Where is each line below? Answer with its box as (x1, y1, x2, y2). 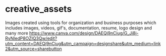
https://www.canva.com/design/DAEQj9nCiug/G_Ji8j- (29, 30, 139, 36)
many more (5, 30, 28, 36)
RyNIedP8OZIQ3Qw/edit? (5, 35, 57, 41)
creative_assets (5, 3, 72, 15)
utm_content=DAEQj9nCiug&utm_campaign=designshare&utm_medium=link (5, 40, 161, 46)
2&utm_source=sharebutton (5, 46, 62, 52)
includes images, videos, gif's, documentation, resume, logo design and (5, 25, 152, 30)
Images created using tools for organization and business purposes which (5, 20, 157, 26)
